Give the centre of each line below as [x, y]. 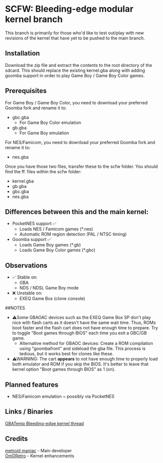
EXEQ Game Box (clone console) [52, 299]
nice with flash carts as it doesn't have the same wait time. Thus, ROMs [84, 322]
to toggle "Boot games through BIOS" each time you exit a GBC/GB [80, 333]
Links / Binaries [29, 412]
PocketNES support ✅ [34, 223]
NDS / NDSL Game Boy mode [49, 288]
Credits [17, 439]
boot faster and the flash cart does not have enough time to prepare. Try [85, 328]
